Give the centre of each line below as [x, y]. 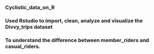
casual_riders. [23, 46]
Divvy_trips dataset [29, 27]
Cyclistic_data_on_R [30, 7]
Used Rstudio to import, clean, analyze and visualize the [74, 20]
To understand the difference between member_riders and [77, 40]
